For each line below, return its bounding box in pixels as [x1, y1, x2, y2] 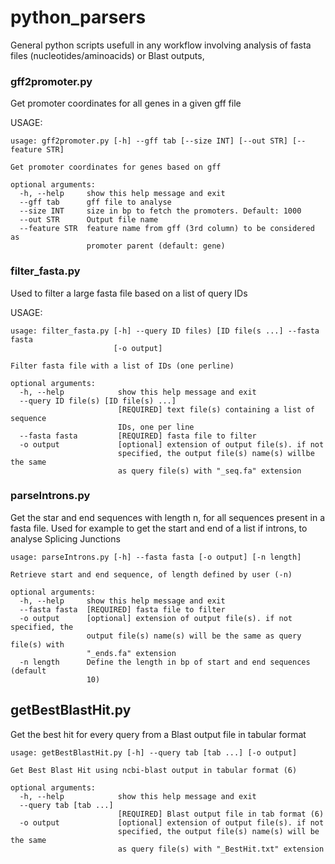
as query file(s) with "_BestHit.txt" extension [117, 844, 325, 854]
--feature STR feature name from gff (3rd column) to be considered [19, 224, 315, 234]
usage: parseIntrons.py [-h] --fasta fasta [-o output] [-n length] [10, 552, 302, 562]
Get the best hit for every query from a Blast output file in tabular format [10, 728, 307, 740]
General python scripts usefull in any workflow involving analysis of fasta [10, 39, 312, 51]
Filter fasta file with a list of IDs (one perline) [10, 361, 235, 371]
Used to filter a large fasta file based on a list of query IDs [10, 287, 248, 299]
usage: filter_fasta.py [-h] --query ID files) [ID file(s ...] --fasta [10, 326, 320, 336]
